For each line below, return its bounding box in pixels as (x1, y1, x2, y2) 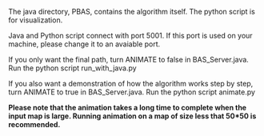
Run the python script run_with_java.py (8, 63, 138, 73)
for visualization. (8, 15, 63, 25)
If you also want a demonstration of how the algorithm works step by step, (8, 79, 254, 88)
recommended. (8, 120, 61, 129)
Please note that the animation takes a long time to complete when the (8, 103, 246, 112)
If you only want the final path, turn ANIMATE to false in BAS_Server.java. (8, 55, 250, 64)
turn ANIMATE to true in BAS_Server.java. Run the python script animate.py (8, 87, 256, 97)
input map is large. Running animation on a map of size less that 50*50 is (8, 111, 257, 121)
